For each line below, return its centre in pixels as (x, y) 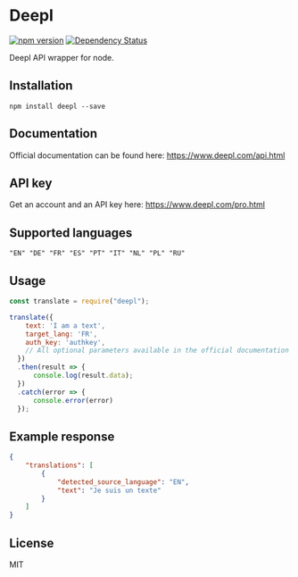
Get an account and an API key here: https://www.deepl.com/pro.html (137, 205)
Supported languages (71, 233)
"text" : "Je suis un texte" (109, 490)
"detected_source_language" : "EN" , (123, 482)
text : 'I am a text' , (65, 326)
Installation (41, 86)
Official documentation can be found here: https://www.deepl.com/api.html (147, 155)
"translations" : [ (59, 465)
